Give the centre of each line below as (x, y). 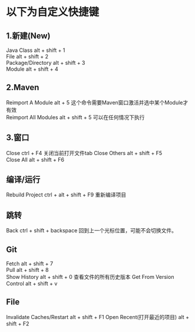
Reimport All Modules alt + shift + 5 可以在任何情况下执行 (75, 117)
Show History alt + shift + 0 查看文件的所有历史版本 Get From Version (90, 277)
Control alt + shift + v (32, 284)
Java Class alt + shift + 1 (36, 50)
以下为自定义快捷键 (53, 12)
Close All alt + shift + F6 (35, 159)
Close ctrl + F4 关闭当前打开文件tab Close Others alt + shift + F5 (84, 153)
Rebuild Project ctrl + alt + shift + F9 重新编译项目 (66, 195)
